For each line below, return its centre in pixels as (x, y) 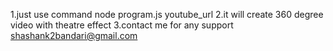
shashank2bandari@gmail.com (74, 35)
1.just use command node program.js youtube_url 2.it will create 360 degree (167, 14)
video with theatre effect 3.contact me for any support (122, 25)
